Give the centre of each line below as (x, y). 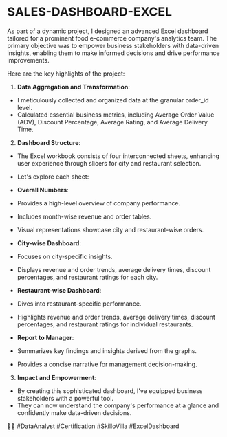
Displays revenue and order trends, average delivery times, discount (114, 269)
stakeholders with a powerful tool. (65, 398)
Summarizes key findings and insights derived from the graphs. (107, 350)
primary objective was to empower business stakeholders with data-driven (113, 45)
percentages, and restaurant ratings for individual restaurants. (105, 324)
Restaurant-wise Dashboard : (59, 290)
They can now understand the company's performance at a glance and (118, 405)
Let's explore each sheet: (53, 177)
